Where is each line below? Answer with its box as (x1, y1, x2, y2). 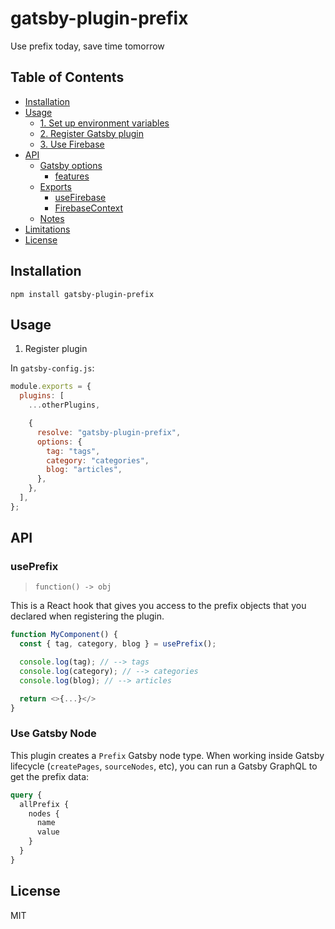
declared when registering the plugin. (10, 610, 165, 622)
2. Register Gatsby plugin (39, 127, 144, 139)
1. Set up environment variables (39, 117, 170, 129)
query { (10, 790, 43, 800)
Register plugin (24, 343, 88, 355)
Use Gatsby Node (10, 727, 97, 741)
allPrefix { (19, 799, 70, 809)
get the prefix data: (10, 770, 90, 782)
